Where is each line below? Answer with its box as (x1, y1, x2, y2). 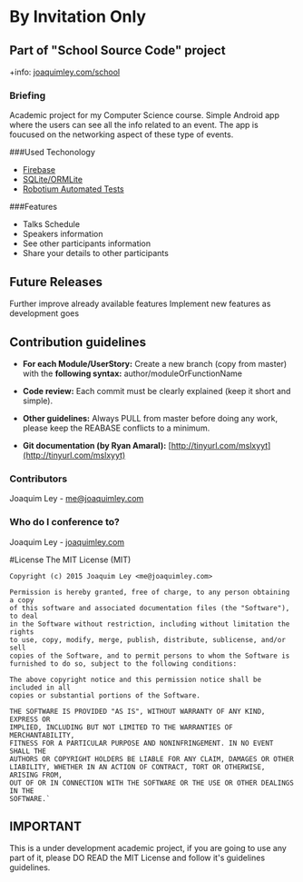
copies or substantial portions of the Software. (9, 690, 201, 700)
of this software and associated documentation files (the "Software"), (9, 603, 290, 612)
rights (9, 627, 34, 637)
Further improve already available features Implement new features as (9, 298, 271, 310)
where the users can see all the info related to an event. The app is (9, 120, 259, 131)
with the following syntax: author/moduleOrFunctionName (22, 368, 243, 379)
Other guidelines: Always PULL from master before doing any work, (22, 412, 279, 423)
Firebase (22, 164, 56, 175)
